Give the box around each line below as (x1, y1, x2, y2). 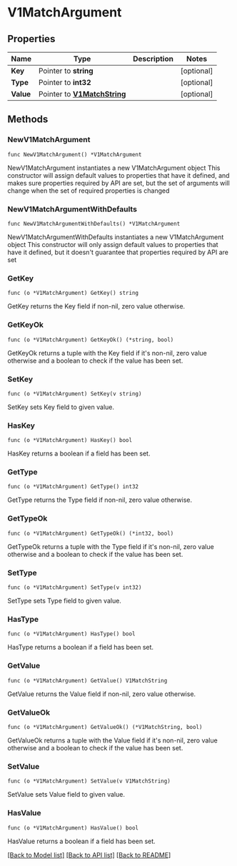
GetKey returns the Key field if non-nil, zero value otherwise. (7, 302, 186, 311)
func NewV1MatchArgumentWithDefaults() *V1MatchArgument (7, 220, 181, 227)
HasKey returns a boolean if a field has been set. (7, 449, 151, 458)
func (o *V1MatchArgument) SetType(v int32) (7, 584, 142, 591)
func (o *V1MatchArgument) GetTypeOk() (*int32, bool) (7, 530, 174, 537)
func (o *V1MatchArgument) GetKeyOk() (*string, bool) (7, 336, 174, 343)
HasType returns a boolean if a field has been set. (7, 643, 154, 652)
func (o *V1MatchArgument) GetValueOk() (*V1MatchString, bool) (7, 723, 203, 730)
